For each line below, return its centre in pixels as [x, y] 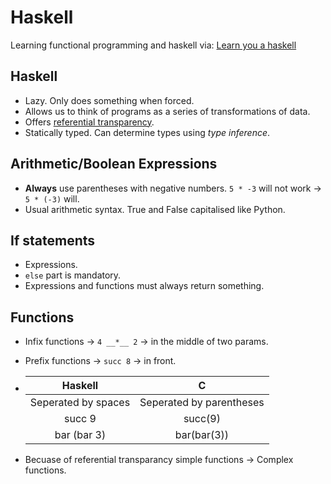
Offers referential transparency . [89, 122]
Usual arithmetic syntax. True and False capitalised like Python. [155, 209]
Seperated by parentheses [202, 403]
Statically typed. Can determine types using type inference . [147, 132]
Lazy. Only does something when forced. [109, 100]
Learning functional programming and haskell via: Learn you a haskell [153, 45]
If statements [53, 240]
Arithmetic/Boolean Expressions [114, 164]
